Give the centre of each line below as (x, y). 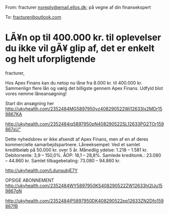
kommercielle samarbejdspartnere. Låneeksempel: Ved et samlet (73, 144)
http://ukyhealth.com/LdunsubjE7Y (42, 170)
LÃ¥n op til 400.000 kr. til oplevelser (83, 38)
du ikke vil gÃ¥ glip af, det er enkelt (80, 48)
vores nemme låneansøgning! (36, 94)
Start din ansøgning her (30, 103)
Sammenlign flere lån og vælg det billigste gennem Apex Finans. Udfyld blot (84, 88)
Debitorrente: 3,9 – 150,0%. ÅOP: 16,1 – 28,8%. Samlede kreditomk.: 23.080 (83, 155)
